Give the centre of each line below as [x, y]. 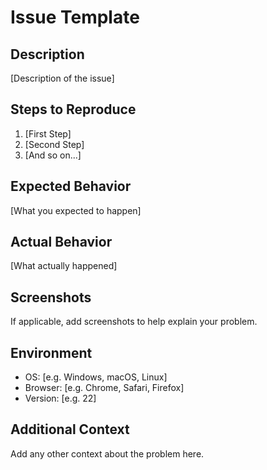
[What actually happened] [64, 266]
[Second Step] [54, 144]
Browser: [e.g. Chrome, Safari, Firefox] [104, 388]
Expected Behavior [71, 186]
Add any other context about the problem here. [107, 453]
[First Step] [48, 133]
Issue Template [75, 17]
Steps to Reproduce [73, 109]
